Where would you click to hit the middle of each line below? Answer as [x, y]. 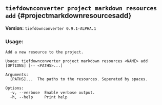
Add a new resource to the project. [44, 52]
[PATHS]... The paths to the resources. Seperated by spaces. [79, 79]
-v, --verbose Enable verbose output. [53, 93]
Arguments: [17, 75]
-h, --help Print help [39, 97]
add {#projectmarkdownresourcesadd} [68, 16]
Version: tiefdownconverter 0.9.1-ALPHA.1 [51, 28]
